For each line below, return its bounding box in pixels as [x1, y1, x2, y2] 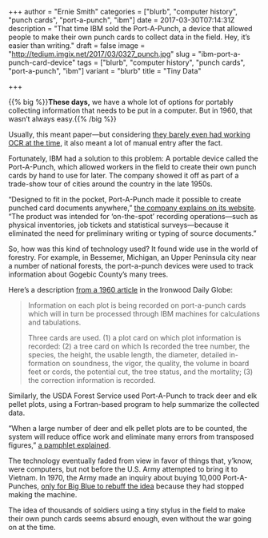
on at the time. [8, 523, 56, 532]
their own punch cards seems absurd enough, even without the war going [8, 514, 252, 523]
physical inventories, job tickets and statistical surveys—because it [8, 220, 230, 229]
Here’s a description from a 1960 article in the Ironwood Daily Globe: [8, 285, 234, 294]
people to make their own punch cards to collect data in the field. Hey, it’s [8, 32, 250, 42]
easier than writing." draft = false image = [8, 41, 146, 50]
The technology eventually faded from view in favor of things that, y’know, [8, 456, 254, 465]
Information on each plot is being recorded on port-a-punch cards [27, 301, 246, 310]
